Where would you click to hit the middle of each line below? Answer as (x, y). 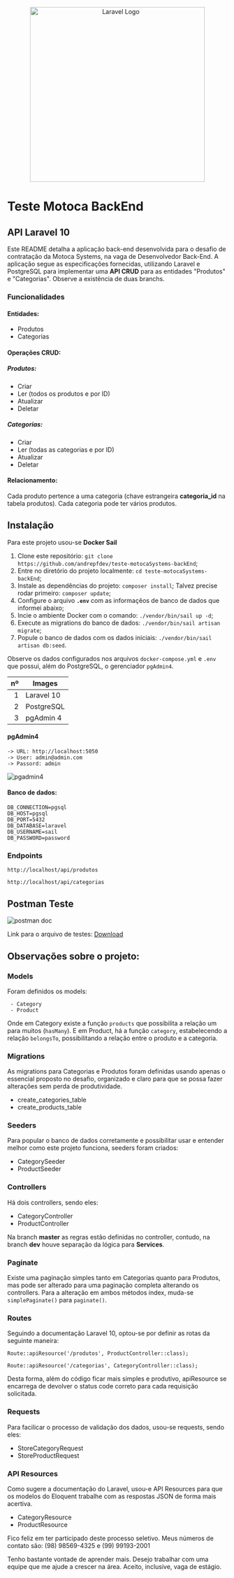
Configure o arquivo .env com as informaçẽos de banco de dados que (118, 600)
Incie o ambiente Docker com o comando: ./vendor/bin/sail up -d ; (115, 615)
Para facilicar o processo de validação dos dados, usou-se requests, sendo (116, 1427)
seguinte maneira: (33, 1341)
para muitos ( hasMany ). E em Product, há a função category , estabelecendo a (117, 1030)
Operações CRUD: (34, 353)
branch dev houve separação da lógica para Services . (86, 1244)
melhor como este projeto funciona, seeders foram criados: (93, 1148)
